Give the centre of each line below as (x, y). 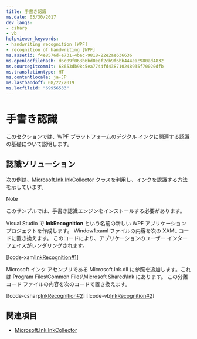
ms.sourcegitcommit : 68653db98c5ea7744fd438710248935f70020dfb (85, 66)
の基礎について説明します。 (39, 144)
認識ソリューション (41, 164)
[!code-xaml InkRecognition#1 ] (43, 257)
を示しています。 (26, 187)
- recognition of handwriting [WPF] (51, 50)
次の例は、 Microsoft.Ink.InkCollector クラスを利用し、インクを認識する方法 (97, 180)
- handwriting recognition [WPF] (47, 45)
